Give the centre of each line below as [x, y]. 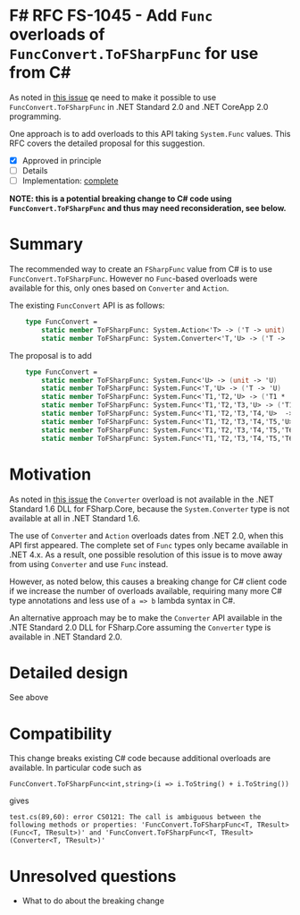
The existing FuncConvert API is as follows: [87, 306]
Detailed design [69, 673]
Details [35, 170]
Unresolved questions [93, 876]
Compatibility [61, 733]
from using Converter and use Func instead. [89, 563]
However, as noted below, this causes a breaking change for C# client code [148, 581]
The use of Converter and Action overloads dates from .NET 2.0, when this [146, 535]
